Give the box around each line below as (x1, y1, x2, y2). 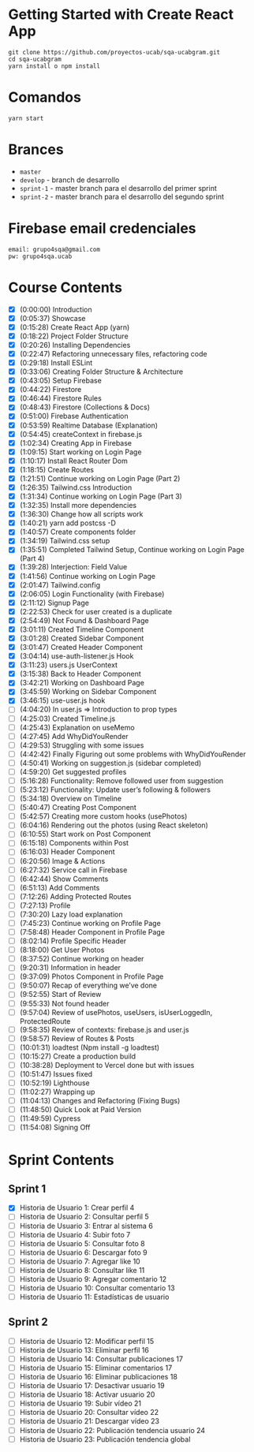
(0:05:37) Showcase (19, 313, 86, 323)
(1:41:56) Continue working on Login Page (19, 571, 156, 580)
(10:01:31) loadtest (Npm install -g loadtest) (19, 1043, 160, 1052)
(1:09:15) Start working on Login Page (19, 447, 142, 457)
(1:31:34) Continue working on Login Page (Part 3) (19, 491, 183, 501)
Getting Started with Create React (8, 6, 234, 24)
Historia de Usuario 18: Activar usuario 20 (19, 1390, 155, 1399)
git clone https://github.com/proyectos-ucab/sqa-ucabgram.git (8, 48, 221, 56)
